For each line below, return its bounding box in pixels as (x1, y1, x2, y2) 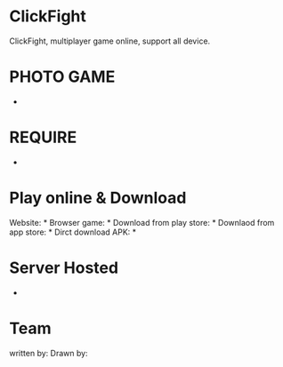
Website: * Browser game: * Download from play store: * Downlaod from (9, 217, 275, 227)
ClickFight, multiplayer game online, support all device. (9, 36, 211, 46)
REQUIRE (9, 127, 77, 148)
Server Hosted (9, 258, 118, 277)
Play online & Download (9, 188, 187, 208)
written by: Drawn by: (9, 347, 88, 358)
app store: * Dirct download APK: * (9, 227, 137, 237)
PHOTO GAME (9, 67, 116, 87)
